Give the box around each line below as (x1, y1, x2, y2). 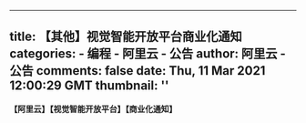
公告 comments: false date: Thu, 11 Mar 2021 (9, 63, 266, 78)
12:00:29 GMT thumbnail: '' (9, 78, 169, 94)
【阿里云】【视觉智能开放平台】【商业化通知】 (9, 103, 178, 114)
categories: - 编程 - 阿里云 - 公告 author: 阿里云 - (9, 46, 287, 62)
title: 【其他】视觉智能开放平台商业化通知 (9, 29, 243, 45)
